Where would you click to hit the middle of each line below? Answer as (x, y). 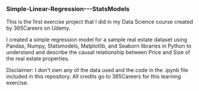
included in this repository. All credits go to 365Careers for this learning (94, 77)
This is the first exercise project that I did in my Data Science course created (99, 22)
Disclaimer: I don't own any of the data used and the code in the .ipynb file (97, 70)
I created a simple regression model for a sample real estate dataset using (97, 40)
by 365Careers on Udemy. (38, 28)
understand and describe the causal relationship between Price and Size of (98, 52)
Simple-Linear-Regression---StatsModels (68, 9)
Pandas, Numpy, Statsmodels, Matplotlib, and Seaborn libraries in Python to (99, 46)
